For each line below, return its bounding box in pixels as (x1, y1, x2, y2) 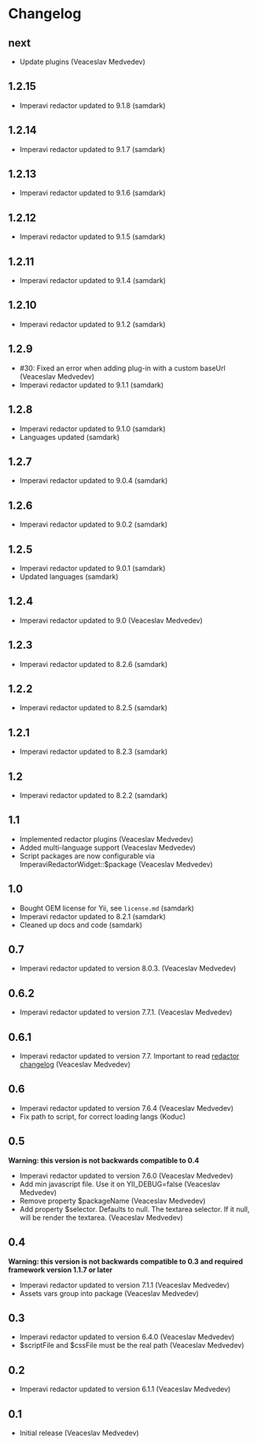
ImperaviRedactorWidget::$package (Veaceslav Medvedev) (19, 859, 214, 869)
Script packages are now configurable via (19, 851, 156, 860)
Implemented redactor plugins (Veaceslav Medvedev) (19, 834, 194, 844)
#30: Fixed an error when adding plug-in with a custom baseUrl (19, 363, 226, 373)
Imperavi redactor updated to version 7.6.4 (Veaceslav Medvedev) (19, 1103, 234, 1112)
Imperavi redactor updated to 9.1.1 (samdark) (19, 380, 164, 389)
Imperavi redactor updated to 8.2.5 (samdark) (19, 703, 167, 713)
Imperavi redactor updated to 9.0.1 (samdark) (19, 563, 166, 572)
